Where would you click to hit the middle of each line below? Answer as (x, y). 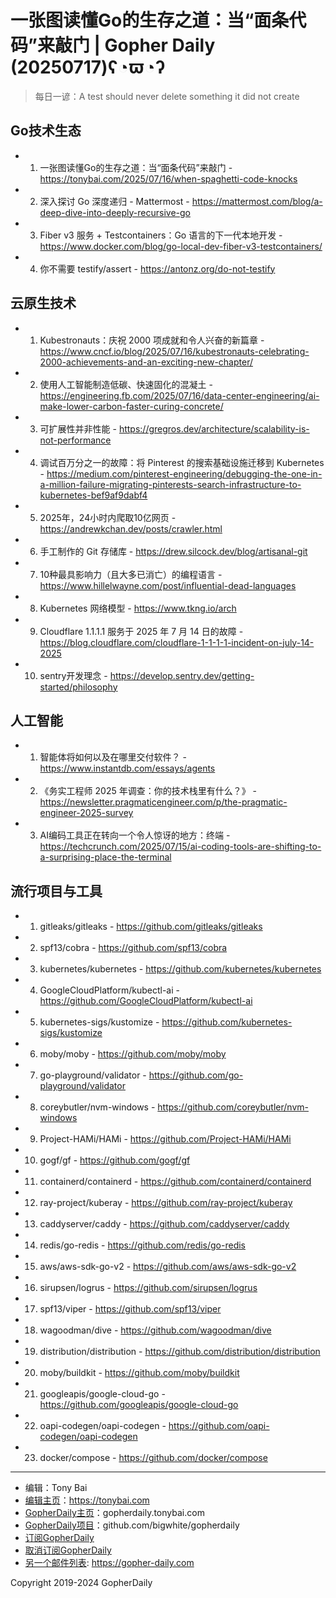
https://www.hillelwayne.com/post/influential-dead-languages (168, 585)
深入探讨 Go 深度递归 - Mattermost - (114, 201)
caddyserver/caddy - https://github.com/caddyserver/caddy (164, 1224)
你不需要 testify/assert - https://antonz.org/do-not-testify (157, 268)
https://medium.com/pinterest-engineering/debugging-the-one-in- (184, 473)
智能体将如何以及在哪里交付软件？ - (113, 757)
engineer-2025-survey (86, 813)
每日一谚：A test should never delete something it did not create (167, 96)
